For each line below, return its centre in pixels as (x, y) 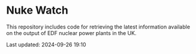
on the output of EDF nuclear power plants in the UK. (71, 33)
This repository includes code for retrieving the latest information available (98, 27)
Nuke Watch (37, 10)
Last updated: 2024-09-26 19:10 (46, 45)
